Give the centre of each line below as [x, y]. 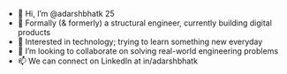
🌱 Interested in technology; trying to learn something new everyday [140, 41]
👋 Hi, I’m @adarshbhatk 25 [66, 14]
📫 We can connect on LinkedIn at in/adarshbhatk [108, 61]
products [34, 32]
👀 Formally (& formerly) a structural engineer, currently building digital [144, 23]
